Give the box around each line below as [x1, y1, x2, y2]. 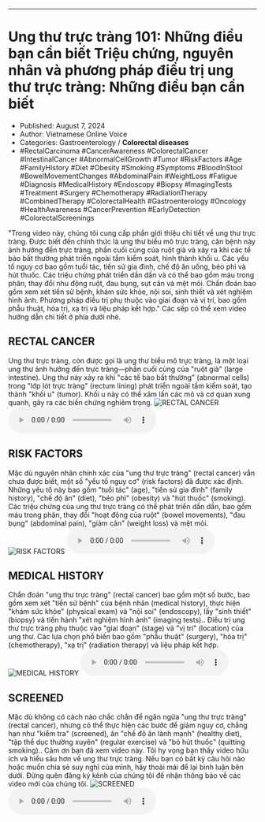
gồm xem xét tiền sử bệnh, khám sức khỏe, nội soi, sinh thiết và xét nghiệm [8, 287, 252, 296]
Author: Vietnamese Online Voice [19, 129, 128, 139]
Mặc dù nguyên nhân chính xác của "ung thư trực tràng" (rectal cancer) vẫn [8, 468, 255, 478]
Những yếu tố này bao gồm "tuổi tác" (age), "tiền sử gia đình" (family [8, 485, 233, 494]
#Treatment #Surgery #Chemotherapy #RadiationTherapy [19, 188, 207, 197]
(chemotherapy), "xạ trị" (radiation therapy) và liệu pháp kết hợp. [8, 640, 219, 650]
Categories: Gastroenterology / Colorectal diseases [19, 137, 189, 147]
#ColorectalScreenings [19, 213, 95, 222]
